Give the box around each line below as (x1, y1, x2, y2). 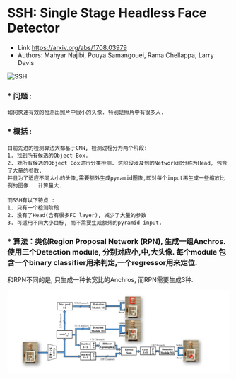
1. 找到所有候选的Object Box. (7, 152, 89, 159)
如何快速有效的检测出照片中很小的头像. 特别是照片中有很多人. (7, 109, 165, 116)
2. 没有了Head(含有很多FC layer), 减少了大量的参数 (7, 211, 147, 218)
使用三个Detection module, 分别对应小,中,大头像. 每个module (7, 247, 218, 257)
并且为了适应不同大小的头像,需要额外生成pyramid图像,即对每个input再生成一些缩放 (7, 175, 220, 182)
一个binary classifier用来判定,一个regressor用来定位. (14, 258, 198, 268)
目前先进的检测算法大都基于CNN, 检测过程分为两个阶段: (7, 144, 148, 151)
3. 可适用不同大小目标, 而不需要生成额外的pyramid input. (7, 219, 163, 226)
